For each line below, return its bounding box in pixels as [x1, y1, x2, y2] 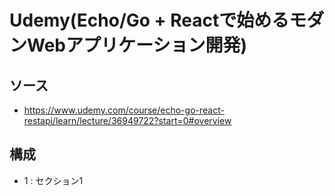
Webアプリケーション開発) [27, 34, 247, 57]
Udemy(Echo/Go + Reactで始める [9, 9, 290, 32]
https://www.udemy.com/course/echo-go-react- [23, 104, 225, 116]
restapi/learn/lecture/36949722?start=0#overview [23, 115, 232, 126]
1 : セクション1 [23, 174, 84, 186]
